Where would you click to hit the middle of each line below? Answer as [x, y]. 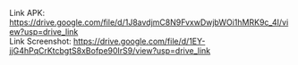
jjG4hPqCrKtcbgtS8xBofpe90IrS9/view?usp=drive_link [110, 51]
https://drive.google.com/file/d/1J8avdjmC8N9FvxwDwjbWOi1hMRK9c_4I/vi [149, 22]
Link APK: [27, 13]
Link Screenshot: [40, 41]
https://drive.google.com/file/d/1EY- [139, 41]
